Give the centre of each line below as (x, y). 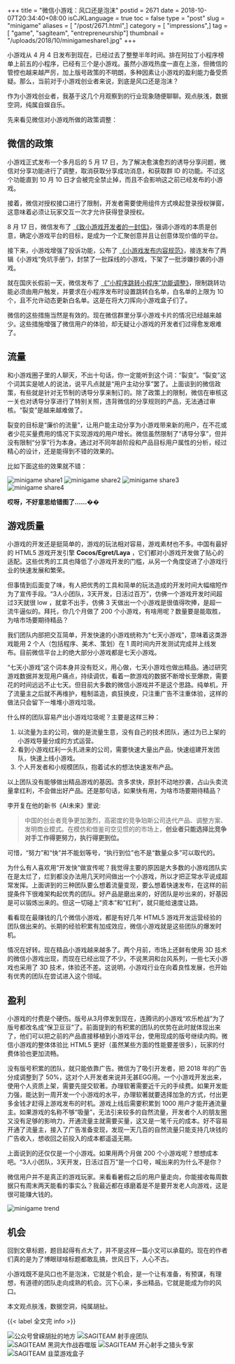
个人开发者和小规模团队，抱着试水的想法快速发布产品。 (97, 767)
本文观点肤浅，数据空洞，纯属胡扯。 (59, 1307)
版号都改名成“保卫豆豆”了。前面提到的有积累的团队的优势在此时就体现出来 (114, 1027)
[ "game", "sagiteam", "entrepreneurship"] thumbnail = (86, 33)
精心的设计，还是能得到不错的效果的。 (62, 451)
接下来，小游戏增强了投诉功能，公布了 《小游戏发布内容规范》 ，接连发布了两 (117, 250)
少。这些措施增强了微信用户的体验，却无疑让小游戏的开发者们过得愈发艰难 (114, 323)
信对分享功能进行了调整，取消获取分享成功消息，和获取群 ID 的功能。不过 (113, 171)
